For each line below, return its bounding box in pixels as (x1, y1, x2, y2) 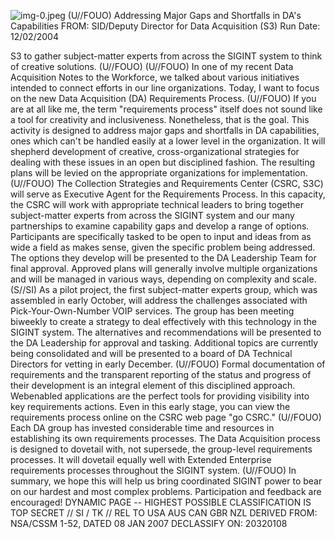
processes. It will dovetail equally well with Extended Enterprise (10, 454, 272, 465)
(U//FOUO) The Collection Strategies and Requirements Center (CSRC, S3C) (10, 178, 324, 189)
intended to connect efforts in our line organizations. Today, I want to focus (10, 82, 320, 94)
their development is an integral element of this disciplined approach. (10, 380, 296, 391)
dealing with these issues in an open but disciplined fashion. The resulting (10, 156, 316, 168)
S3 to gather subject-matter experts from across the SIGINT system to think (10, 50, 323, 62)
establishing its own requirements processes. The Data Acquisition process (10, 433, 321, 444)
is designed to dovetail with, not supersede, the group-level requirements (10, 443, 313, 455)
